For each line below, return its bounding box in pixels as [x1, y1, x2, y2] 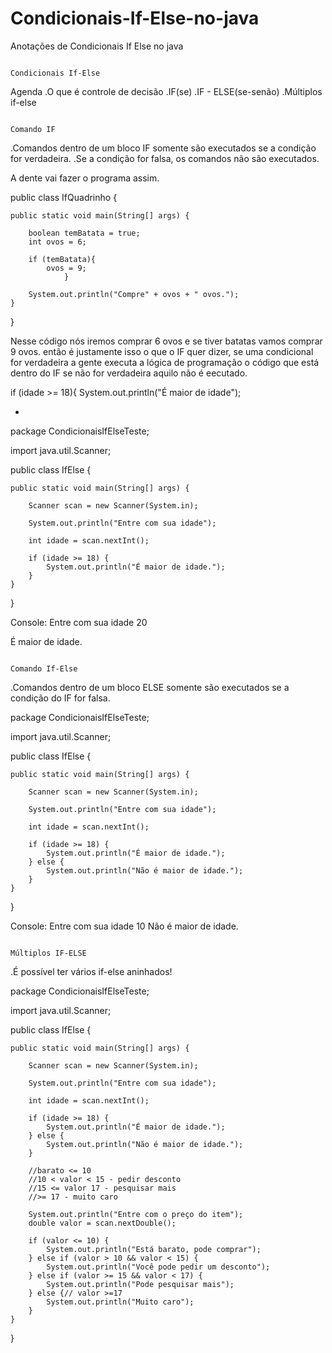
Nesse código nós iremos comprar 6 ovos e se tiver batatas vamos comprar [10, 335, 323, 347]
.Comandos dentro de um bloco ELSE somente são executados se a [10, 681, 290, 693]
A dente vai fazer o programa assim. [10, 172, 160, 184]
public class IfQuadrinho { [10, 191, 118, 203]
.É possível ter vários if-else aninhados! [10, 965, 173, 977]
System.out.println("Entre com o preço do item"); [28, 1209, 244, 1219]
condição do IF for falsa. [10, 692, 111, 704]
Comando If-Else [10, 663, 78, 674]
